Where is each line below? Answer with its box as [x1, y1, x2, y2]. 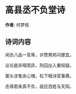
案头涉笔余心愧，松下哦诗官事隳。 [5, 73, 74, 79]
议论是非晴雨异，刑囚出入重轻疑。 [5, 62, 74, 68]
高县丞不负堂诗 [5, 4, 66, 16]
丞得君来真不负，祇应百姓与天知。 [5, 83, 74, 89]
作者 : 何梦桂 [5, 22, 29, 28]
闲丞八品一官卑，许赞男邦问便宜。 [5, 51, 74, 57]
